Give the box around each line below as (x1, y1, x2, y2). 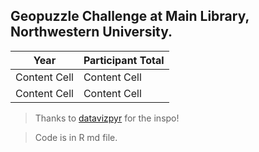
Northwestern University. (10, 24, 173, 41)
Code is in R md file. (34, 131, 118, 143)
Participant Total (83, 53, 165, 67)
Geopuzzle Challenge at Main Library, (10, 8, 250, 25)
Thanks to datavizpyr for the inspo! (34, 112, 180, 124)
